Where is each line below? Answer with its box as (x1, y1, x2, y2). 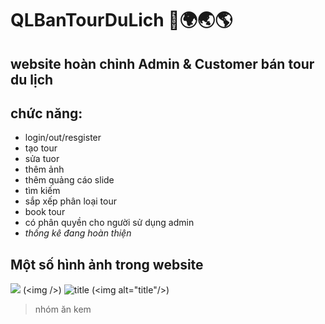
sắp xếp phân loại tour (24, 195, 117, 207)
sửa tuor (24, 153, 60, 165)
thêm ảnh (24, 163, 65, 176)
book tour (24, 206, 66, 218)
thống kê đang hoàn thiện (24, 227, 132, 239)
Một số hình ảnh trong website (10, 256, 204, 273)
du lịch (10, 71, 54, 88)
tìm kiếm (24, 185, 61, 197)
